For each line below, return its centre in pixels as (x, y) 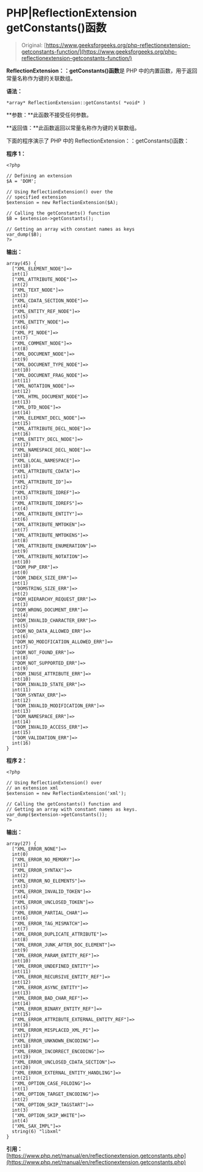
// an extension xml (33, 788)
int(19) (22, 1057)
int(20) (22, 1067)
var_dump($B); (24, 235)
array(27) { (21, 844)
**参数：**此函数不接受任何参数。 (49, 115)
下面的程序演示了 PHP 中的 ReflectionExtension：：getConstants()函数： (98, 141)
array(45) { (21, 263)
